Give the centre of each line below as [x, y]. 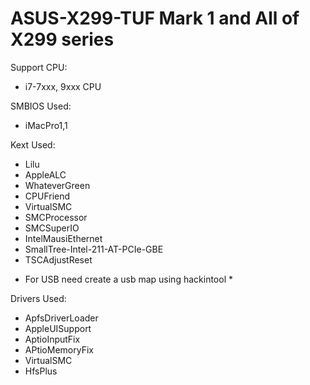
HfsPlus [41, 371]
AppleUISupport [58, 328]
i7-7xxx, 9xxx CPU [63, 86]
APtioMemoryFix [59, 349]
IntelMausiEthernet [63, 238]
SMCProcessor [56, 217]
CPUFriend [47, 196]
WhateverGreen [57, 185]
